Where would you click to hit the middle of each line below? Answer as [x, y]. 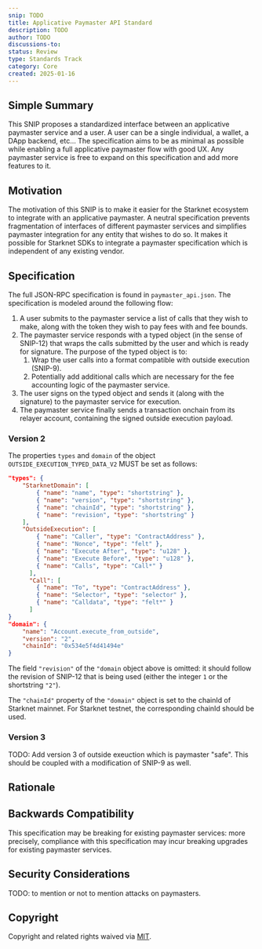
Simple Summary [51, 105]
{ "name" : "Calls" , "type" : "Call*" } [100, 565]
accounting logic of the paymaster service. [100, 385]
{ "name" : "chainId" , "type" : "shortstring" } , [115, 507]
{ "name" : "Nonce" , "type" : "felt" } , [100, 544]
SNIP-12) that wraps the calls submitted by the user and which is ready [134, 344]
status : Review [33, 52]
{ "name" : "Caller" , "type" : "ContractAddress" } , [121, 537]
